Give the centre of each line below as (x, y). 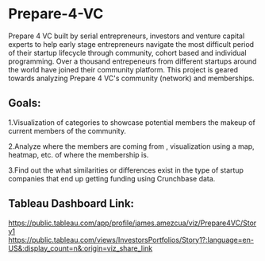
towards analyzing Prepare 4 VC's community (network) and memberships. (131, 78)
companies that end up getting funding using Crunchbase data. (112, 178)
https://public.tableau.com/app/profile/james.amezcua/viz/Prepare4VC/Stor (132, 223)
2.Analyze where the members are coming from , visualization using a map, (132, 146)
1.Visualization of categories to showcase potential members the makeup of (132, 122)
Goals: (25, 103)
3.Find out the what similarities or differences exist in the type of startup (126, 170)
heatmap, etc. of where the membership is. (79, 154)
